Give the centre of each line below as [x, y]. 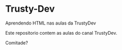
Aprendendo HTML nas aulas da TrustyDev [51, 23]
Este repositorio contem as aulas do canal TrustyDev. [61, 33]
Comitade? [17, 43]
